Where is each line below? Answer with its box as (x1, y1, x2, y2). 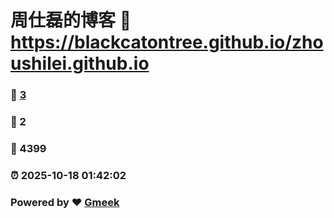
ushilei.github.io (10, 52, 150, 75)
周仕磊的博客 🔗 (10, 9, 132, 32)
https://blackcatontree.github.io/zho (10, 31, 324, 54)
